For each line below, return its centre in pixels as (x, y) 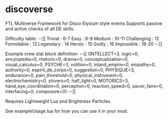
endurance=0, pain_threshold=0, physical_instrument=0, (64, 75)
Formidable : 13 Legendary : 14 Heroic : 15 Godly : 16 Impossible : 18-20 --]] (84, 44)
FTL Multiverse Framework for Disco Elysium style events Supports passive (84, 23)
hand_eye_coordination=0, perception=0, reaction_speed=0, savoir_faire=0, (84, 86)
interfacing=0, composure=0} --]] (40, 91)
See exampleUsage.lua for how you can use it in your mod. (67, 111)
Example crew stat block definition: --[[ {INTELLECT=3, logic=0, (72, 54)
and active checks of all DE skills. (40, 28)
